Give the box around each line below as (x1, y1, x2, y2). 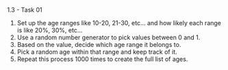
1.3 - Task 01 (7, 6, 42, 14)
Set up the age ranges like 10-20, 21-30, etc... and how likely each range (16, 19, 221, 27)
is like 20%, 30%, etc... (16, 27, 83, 34)
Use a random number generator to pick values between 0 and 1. (16, 33, 201, 41)
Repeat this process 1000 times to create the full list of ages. (16, 55, 188, 63)
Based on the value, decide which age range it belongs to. (16, 41, 181, 48)
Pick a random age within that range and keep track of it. (16, 48, 177, 56)
